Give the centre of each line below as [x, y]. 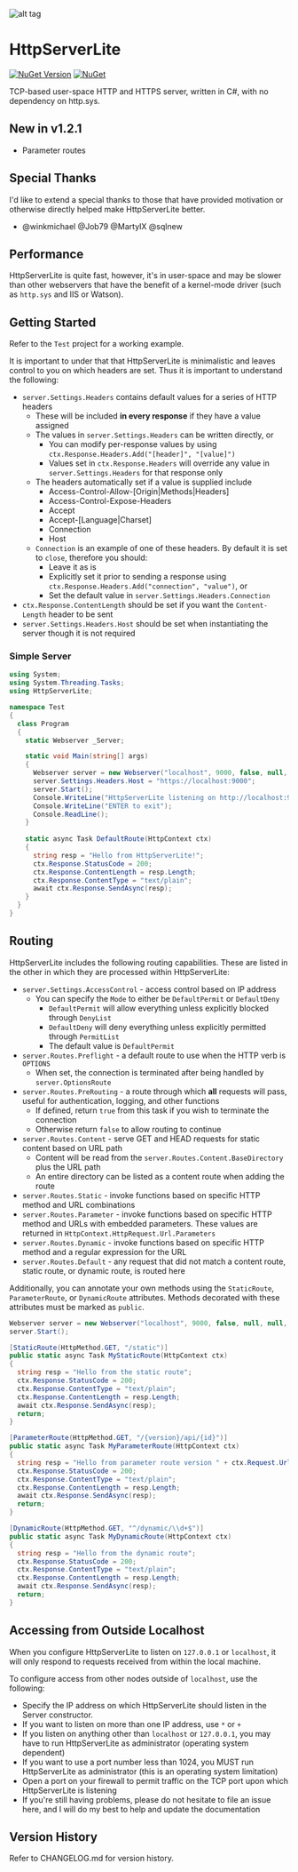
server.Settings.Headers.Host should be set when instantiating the [145, 624]
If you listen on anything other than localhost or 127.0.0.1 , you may [146, 1733]
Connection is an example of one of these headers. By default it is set [161, 548]
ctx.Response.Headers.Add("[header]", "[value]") [142, 455]
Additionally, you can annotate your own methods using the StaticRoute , [142, 1288]
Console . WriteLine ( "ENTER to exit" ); [102, 806]
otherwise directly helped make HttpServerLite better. [107, 209]
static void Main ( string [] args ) [87, 756]
